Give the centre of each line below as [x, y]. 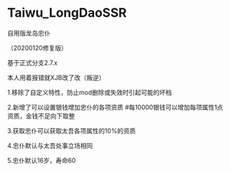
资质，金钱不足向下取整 [41, 116]
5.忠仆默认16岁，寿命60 [41, 160]
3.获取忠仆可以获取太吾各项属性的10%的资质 [72, 131]
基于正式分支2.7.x [33, 62]
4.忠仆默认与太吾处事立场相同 [50, 145]
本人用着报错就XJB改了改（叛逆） [56, 77]
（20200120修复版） [38, 47]
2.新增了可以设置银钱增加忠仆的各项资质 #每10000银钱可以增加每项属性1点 [115, 107]
